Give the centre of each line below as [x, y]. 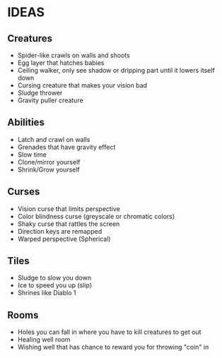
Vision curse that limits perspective [69, 208]
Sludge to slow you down [54, 278]
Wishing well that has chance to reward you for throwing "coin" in [113, 347]
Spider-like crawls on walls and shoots [74, 55]
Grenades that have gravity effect [66, 147]
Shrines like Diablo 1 [47, 293]
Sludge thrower [40, 93]
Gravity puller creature [50, 100]
